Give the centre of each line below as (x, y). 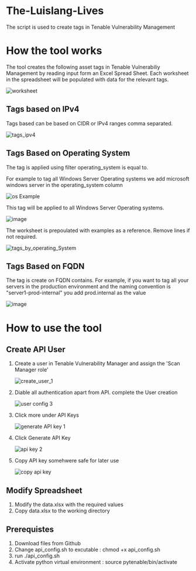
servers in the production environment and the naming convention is (88, 287)
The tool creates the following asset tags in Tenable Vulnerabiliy (83, 67)
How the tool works (54, 51)
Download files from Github (47, 543)
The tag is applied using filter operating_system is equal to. (77, 167)
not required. (22, 236)
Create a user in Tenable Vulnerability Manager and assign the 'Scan (97, 363)
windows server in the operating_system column (64, 185)
